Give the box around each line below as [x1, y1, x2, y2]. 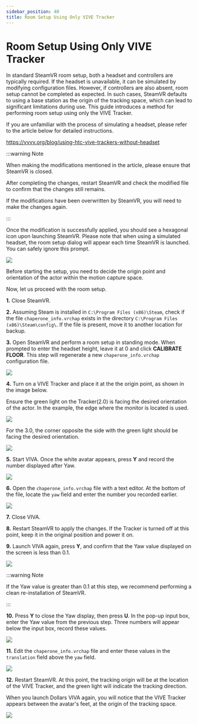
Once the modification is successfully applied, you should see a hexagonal [6, 226, 188, 234]
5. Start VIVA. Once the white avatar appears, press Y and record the [6, 456, 174, 463]
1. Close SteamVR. [6, 297, 51, 304]
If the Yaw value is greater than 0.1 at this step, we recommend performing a [6, 583, 192, 590]
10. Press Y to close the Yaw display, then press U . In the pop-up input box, [6, 612, 190, 619]
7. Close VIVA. [6, 513, 41, 521]
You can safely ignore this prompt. [6, 245, 90, 252]
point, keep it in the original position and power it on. [6, 531, 134, 539]
